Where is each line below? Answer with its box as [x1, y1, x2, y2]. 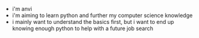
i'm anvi [12, 6, 32, 12]
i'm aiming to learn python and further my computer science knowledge [12, 12, 193, 19]
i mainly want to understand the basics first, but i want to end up [12, 18, 175, 25]
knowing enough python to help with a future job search [12, 25, 154, 32]
